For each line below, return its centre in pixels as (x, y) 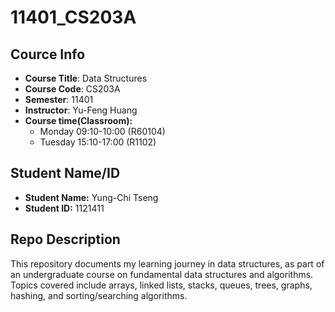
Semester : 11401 (59, 99)
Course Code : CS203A (72, 89)
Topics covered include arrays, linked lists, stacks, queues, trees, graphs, (161, 285)
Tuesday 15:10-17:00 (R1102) (98, 142)
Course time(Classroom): (78, 120)
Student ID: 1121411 (64, 208)
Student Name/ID (65, 173)
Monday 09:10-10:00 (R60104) (102, 131)
